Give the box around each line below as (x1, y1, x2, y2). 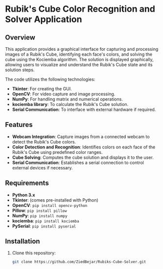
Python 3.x (12, 192, 35, 198)
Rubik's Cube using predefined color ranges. (12, 149, 103, 155)
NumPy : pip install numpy (12, 212, 68, 218)
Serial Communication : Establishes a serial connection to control (12, 160, 144, 166)
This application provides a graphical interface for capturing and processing (5, 46, 159, 52)
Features (5, 121, 33, 129)
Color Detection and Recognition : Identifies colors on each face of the (12, 144, 156, 150)
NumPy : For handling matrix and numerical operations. (12, 96, 123, 102)
